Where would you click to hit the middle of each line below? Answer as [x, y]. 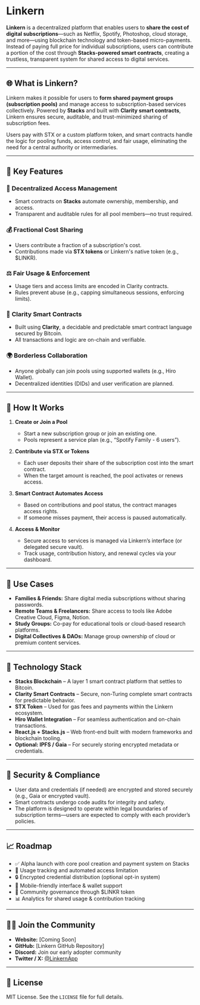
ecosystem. [29, 713]
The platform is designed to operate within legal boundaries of [91, 809]
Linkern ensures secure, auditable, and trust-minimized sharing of [87, 117]
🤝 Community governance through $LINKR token [75, 892]
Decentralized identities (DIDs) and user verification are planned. [94, 383]
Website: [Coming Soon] [45, 940]
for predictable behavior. [45, 700]
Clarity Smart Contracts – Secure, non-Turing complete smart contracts [103, 694]
